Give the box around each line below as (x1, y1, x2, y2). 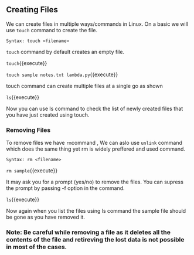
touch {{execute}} (6, 59, 47, 66)
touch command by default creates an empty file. (6, 48, 125, 55)
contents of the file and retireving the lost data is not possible (6, 235, 185, 243)
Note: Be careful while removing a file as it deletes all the (6, 228, 171, 236)
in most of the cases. (6, 243, 67, 251)
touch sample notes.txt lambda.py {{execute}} (6, 71, 118, 78)
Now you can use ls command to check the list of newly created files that (6, 105, 183, 112)
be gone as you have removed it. (6, 213, 85, 220)
